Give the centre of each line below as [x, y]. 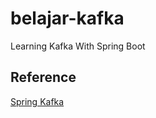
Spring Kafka [37, 101]
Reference [43, 77]
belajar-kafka [67, 18]
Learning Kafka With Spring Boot [78, 46]
